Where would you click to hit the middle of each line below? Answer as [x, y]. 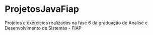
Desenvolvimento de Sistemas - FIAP [43, 28]
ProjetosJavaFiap [42, 9]
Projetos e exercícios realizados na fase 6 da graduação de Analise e [76, 23]
